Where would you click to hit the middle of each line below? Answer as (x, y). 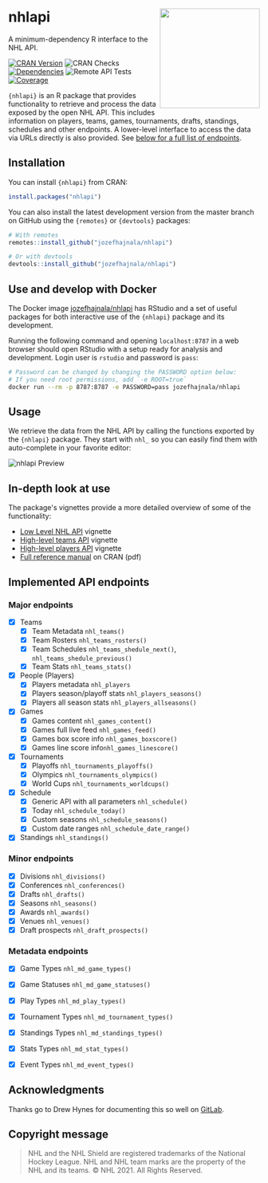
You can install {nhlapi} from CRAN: (68, 182)
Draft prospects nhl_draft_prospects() (84, 930)
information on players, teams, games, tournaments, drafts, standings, (124, 120)
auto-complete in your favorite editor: (70, 448)
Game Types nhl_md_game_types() (75, 969)
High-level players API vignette (71, 548)
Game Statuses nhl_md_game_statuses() (85, 985)
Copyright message (59, 1135)
